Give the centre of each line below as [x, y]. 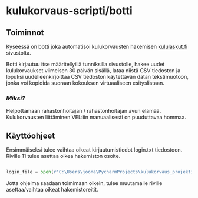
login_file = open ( [30, 172]
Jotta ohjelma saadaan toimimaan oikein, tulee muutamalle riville [84, 183]
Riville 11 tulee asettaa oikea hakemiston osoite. [63, 156]
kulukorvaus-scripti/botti [69, 11]
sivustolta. [19, 53]
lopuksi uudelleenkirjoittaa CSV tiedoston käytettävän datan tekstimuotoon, [97, 77]
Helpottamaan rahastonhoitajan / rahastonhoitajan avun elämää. [84, 111]
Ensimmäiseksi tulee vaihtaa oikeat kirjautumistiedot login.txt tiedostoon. [94, 150]
